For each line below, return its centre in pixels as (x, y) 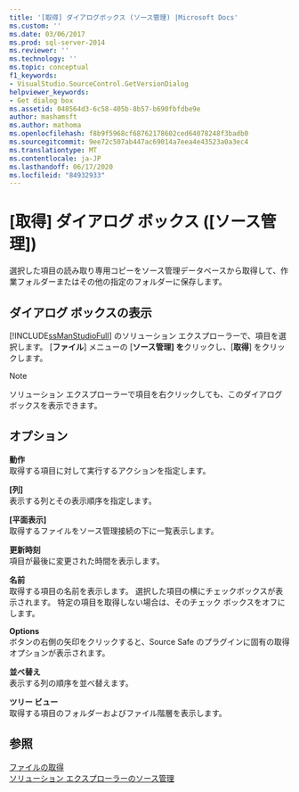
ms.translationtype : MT (53, 150)
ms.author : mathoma (45, 126)
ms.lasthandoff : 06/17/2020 (61, 167)
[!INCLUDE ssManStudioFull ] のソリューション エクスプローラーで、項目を (144, 336)
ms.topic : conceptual (49, 68)
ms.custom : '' (36, 26)
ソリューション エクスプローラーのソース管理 (92, 778)
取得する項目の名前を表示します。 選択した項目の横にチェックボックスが (142, 590)
